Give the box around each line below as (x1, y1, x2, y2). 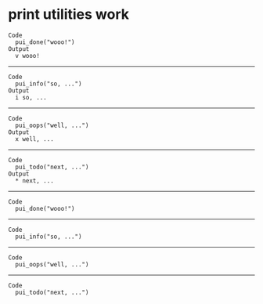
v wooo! (15, 52, 41, 60)
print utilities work (8, 5, 130, 24)
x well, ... (15, 135, 55, 143)
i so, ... (15, 93, 47, 101)
